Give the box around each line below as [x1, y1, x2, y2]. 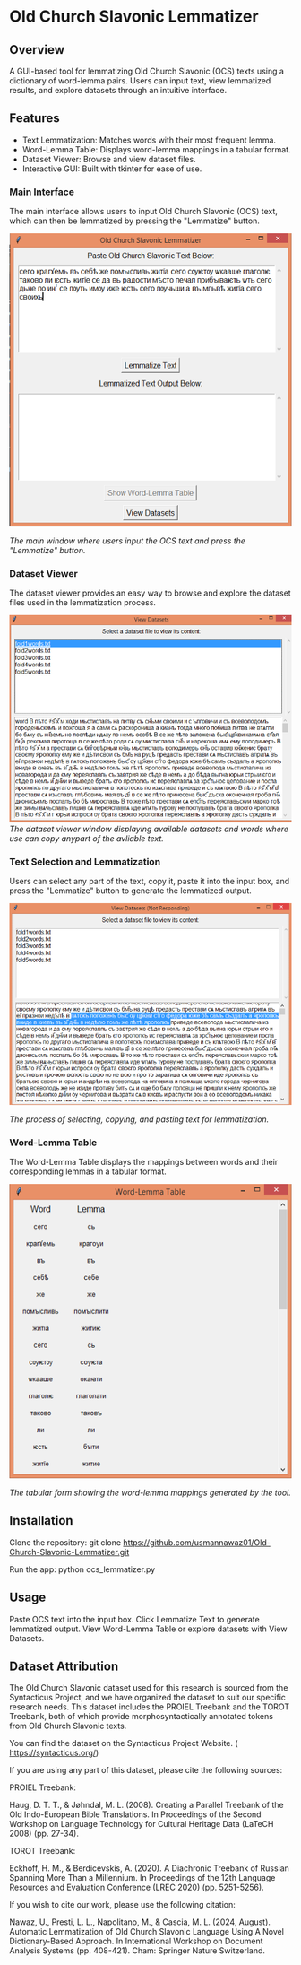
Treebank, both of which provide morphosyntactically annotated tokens [9, 1711, 273, 1722]
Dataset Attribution [9, 1659, 119, 1674]
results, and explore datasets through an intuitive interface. [9, 85, 227, 95]
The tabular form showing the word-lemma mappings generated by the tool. [9, 1487, 291, 1498]
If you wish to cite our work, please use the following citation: [9, 1900, 236, 1910]
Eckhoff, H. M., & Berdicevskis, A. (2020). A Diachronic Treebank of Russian [9, 1863, 289, 1874]
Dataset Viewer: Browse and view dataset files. [21, 153, 196, 164]
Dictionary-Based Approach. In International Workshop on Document [9, 1935, 263, 1947]
